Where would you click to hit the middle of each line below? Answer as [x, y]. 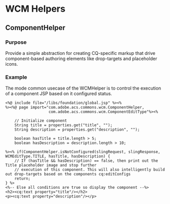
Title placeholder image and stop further [51, 165]
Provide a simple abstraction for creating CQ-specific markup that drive [80, 53]
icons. [12, 64]
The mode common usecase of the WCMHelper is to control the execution [83, 88]
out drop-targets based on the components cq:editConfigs [68, 174]
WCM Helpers [35, 9]
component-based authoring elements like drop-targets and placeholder [81, 59]
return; [22, 179]
